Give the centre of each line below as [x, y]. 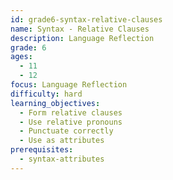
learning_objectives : [55, 103]
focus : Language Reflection [69, 85]
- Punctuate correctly [66, 131]
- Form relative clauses [71, 112]
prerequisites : [42, 150]
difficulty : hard [46, 94]
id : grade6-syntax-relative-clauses [86, 19]
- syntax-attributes [62, 159]
